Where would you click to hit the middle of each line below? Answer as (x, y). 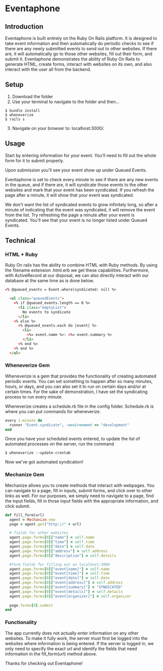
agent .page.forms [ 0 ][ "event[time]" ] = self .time (60, 574)
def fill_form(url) (25, 515)
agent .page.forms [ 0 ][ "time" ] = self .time (52, 542)
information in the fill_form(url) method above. (51, 654)
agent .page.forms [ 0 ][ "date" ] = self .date (52, 547)
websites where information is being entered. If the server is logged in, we (80, 643)
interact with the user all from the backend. (48, 69)
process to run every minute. (34, 397)
